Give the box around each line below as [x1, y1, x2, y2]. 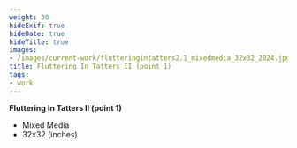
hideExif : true [9, 21, 65, 30]
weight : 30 [9, 12, 49, 22]
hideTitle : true [9, 37, 69, 47]
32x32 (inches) [21, 129, 78, 139]
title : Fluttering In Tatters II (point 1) [9, 63, 172, 71]
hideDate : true [9, 29, 65, 38]
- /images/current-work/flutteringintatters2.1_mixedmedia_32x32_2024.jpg [9, 54, 291, 63]
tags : [9, 70, 29, 79]
